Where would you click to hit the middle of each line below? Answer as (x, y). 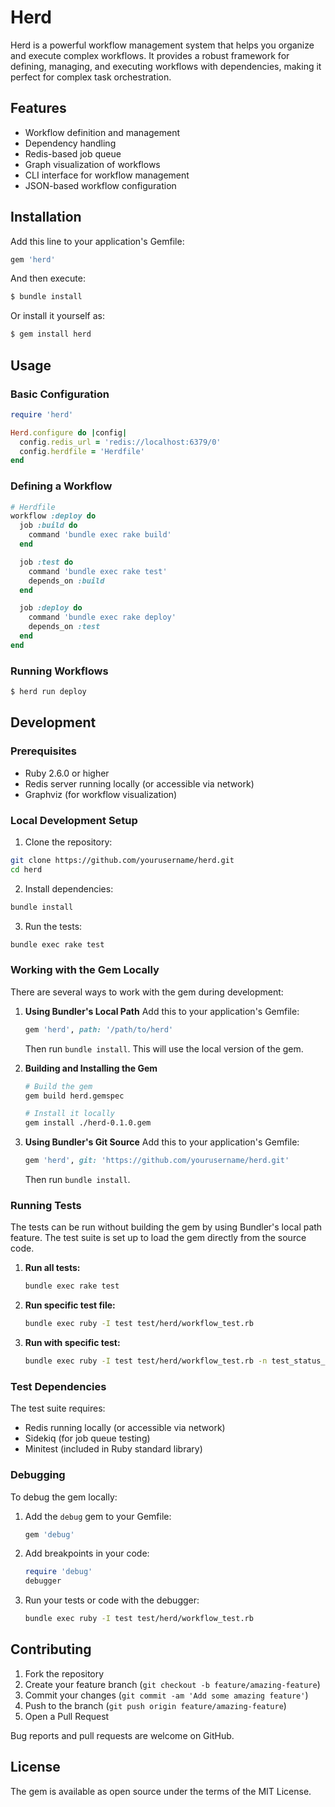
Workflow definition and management (102, 132)
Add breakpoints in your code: (87, 1553)
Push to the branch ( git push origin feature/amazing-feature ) (155, 1705)
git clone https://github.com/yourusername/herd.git (122, 860)
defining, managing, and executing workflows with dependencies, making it (166, 66)
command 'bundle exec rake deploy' (102, 617)
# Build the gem (58, 1086)
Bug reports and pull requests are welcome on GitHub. (122, 1735)
